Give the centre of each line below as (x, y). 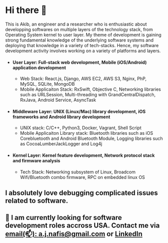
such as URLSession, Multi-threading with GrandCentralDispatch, (88, 95)
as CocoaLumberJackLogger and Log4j (61, 144)
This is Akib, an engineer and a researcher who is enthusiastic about (76, 24)
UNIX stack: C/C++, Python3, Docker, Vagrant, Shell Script (81, 128)
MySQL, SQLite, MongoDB (47, 84)
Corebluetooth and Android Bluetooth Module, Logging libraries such (92, 139)
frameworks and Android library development (61, 117)
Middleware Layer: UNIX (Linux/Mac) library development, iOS (79, 111)
